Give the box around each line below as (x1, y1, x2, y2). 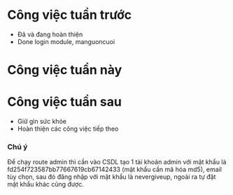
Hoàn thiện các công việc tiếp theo (17, 124, 119, 133)
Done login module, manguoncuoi (17, 37, 115, 45)
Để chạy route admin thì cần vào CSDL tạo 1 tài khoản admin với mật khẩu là (7, 158, 227, 166)
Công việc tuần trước (7, 7, 132, 23)
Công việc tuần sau (7, 94, 122, 110)
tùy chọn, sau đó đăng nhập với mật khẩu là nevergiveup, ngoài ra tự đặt (7, 173, 216, 181)
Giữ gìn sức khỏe (17, 117, 66, 126)
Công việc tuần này (7, 62, 122, 78)
